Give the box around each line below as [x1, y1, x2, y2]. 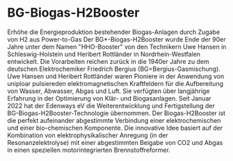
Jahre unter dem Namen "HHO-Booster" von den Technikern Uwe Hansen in [7, 42, 227, 51]
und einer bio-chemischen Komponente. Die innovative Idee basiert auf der [7, 124, 223, 132]
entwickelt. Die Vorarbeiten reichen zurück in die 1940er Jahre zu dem [7, 57, 210, 65]
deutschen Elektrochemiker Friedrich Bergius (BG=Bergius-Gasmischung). [7, 65, 221, 73]
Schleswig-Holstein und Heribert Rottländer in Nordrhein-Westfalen [7, 50, 200, 58]
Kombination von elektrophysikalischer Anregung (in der [7, 130, 168, 139]
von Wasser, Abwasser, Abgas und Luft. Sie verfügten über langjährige [7, 87, 210, 95]
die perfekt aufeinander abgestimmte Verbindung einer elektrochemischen [7, 116, 221, 124]
